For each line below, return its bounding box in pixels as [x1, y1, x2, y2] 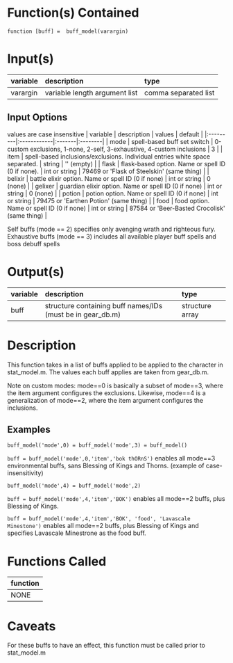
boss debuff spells [7, 239, 60, 248]
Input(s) [7, 51, 54, 67]
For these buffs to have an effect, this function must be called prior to [7, 641, 206, 650]
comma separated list [144, 88, 215, 97]
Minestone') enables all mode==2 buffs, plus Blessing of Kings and [7, 522, 199, 530]
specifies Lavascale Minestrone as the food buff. [7, 529, 147, 537]
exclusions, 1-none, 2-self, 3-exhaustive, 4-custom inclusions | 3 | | [30, 145, 223, 153]
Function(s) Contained [7, 5, 140, 21]
